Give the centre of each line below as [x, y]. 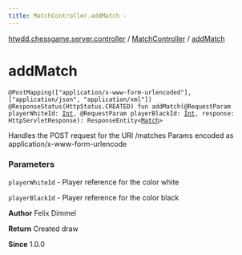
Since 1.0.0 [27, 244]
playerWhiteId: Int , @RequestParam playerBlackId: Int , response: [121, 113]
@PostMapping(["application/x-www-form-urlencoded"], [100, 92]
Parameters [31, 164]
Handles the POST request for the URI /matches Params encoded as [121, 135]
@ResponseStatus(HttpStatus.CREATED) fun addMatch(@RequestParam [119, 106]
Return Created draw [43, 229]
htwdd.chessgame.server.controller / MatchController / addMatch [117, 38]
